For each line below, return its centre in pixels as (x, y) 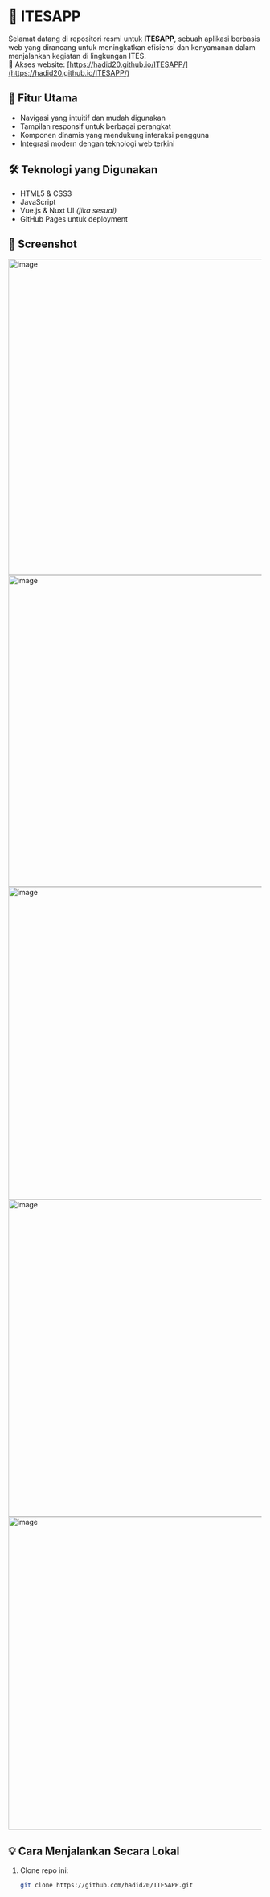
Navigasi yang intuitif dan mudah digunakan (93, 118)
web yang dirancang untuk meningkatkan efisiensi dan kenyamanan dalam (132, 47)
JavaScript (38, 201)
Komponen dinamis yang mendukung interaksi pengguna (115, 135)
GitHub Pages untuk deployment (74, 219)
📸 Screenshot (43, 244)
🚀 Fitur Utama (43, 99)
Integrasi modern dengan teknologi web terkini (97, 143)
